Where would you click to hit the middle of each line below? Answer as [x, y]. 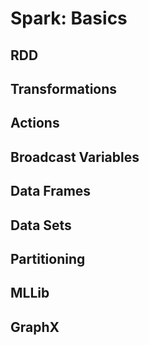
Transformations [64, 88]
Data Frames [51, 191]
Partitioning [48, 258]
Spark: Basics [69, 18]
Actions [35, 123]
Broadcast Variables [75, 157]
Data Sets [41, 225]
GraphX [35, 327]
